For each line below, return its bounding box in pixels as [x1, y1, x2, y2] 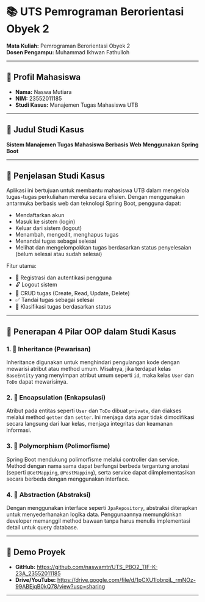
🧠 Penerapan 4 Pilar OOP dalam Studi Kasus [6, 326, 176, 337]
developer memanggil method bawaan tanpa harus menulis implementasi [6, 517, 190, 525]
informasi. [6, 426, 32, 434]
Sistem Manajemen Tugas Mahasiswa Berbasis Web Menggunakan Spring [6, 141, 199, 148]
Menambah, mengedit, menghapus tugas [15, 231, 119, 238]
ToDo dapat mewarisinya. [6, 378, 68, 385]
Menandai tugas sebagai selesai [15, 237, 96, 245]
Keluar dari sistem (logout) [15, 224, 82, 232]
